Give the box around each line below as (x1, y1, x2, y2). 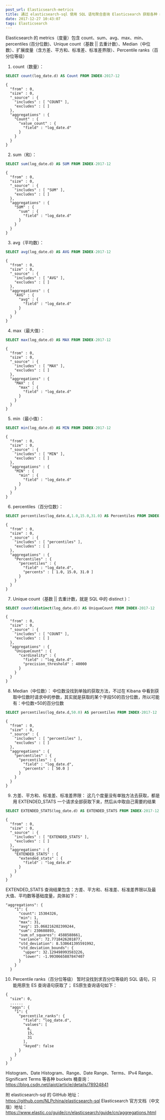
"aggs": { (10, 1005, 30, 1010)
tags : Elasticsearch (5, 21, 48, 26)
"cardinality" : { (18, 653, 56, 658)
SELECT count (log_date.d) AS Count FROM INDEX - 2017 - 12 (5, 74, 120, 78)
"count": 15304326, (18, 911, 58, 916)
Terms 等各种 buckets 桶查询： (28, 1076, 91, 1082)
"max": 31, (18, 920, 41, 925)
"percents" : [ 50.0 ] (23, 766, 70, 771)
